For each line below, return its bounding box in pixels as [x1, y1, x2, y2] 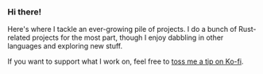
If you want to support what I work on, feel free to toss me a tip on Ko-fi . [7, 56, 244, 66]
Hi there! [7, 6, 42, 18]
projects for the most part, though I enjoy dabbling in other [32, 33, 224, 42]
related [7, 33, 31, 42]
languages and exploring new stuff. [7, 41, 123, 51]
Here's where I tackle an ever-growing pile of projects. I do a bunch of [7, 25, 238, 34]
